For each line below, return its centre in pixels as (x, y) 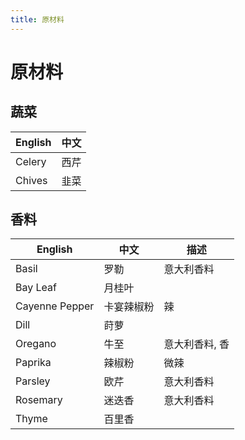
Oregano (36, 344)
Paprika (33, 363)
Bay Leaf (36, 288)
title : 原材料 (37, 19)
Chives (31, 180)
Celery (31, 161)
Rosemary (39, 400)
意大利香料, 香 (196, 344)
